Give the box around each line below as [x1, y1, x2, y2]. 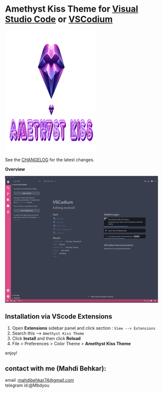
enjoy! [5, 350, 17, 356]
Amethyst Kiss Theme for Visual [5, 3, 138, 15]
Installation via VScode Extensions [5, 312, 113, 320]
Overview [5, 166, 25, 172]
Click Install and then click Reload [12, 336, 81, 341]
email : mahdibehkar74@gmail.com [5, 377, 74, 383]
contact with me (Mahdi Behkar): [5, 364, 107, 373]
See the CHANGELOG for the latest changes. [5, 157, 95, 163]
